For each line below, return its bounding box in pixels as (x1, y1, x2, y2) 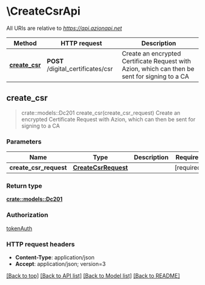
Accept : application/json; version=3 (15, 260, 106, 267)
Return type (6, 181, 43, 190)
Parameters (6, 137, 41, 146)
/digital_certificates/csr (46, 64, 113, 73)
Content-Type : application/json (15, 253, 95, 261)
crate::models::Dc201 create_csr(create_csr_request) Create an (21, 109, 181, 117)
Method (13, 38, 37, 47)
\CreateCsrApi (6, 4, 81, 18)
